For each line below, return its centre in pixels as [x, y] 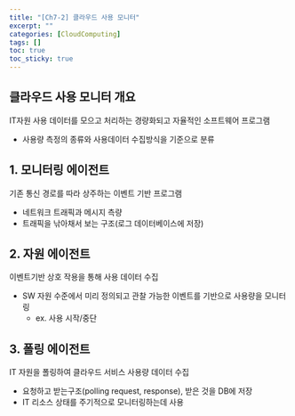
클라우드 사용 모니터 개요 [72, 98]
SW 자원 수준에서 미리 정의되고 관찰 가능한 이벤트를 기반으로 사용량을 [142, 296]
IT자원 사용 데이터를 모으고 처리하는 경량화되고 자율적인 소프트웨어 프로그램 [140, 120]
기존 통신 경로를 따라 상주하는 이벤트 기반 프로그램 [96, 193]
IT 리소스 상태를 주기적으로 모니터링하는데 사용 [103, 403]
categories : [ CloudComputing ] [65, 34]
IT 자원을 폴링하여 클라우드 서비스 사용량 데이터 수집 [99, 372]
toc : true [28, 51]
